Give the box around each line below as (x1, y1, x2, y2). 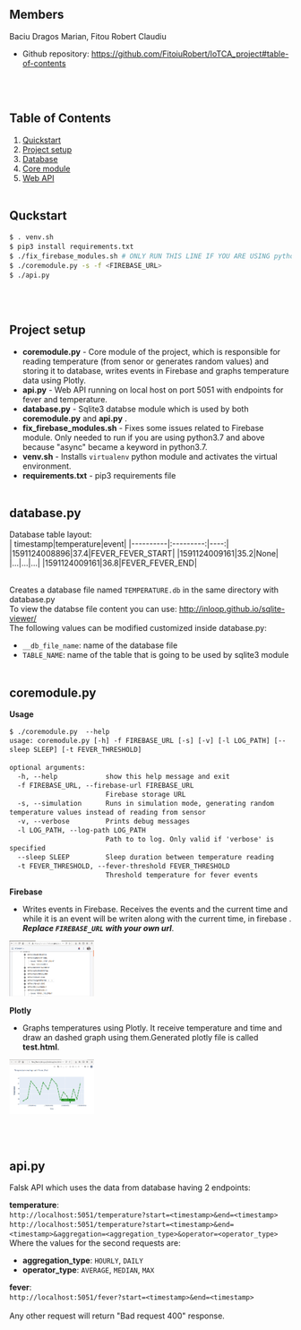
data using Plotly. (21, 375, 87, 385)
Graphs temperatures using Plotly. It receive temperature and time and (21, 1023, 282, 1033)
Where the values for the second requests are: (9, 1238, 181, 1248)
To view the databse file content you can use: (9, 604, 177, 615)
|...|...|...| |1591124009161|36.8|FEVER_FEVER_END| (9, 557, 197, 568)
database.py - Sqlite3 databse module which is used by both (21, 403, 249, 414)
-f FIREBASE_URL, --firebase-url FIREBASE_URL (17, 782, 194, 790)
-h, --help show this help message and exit (17, 773, 230, 782)
